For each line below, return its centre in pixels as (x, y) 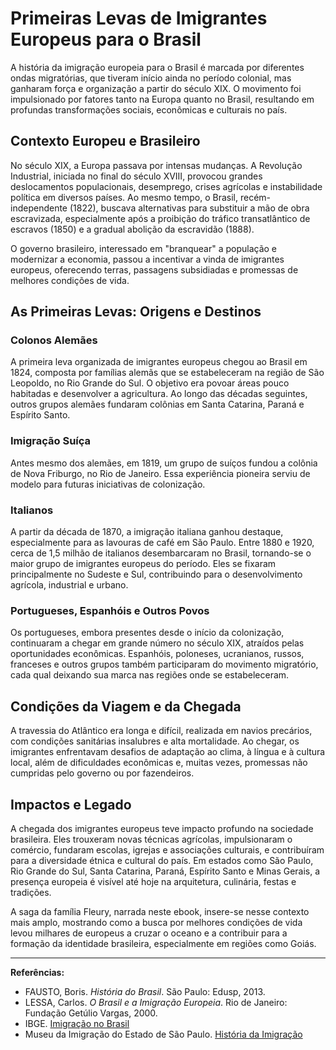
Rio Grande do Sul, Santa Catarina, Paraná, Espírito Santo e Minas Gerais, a (165, 871)
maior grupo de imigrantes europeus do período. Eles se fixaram (143, 564)
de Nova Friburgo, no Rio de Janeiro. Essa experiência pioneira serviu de (160, 473)
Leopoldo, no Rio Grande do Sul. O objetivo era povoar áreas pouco (150, 383)
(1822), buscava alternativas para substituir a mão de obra (189, 208)
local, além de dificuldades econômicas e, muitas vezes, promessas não (159, 763)
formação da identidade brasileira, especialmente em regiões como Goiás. (163, 943)
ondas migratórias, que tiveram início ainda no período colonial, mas (151, 78)
